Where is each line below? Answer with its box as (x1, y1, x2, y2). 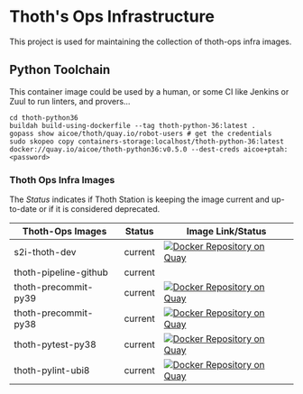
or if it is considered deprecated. (39, 204, 161, 215)
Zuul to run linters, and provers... (9, 96, 131, 106)
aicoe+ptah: (243, 144, 289, 154)
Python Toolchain (9, 62, 111, 78)
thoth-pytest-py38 (14, 338, 96, 351)
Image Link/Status (186, 225, 267, 238)
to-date (9, 204, 38, 215)
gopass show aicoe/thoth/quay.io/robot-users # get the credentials (9, 129, 272, 138)
